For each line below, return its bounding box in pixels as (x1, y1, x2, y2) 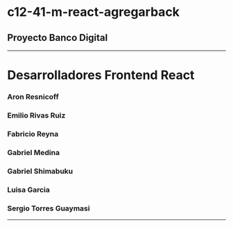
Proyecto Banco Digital (7, 32, 108, 44)
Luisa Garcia (7, 185, 50, 194)
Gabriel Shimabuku (7, 166, 74, 176)
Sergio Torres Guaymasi (7, 203, 90, 213)
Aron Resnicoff (7, 92, 59, 102)
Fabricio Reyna (7, 129, 59, 138)
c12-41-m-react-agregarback (7, 4, 180, 20)
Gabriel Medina (7, 147, 60, 157)
